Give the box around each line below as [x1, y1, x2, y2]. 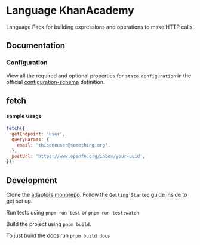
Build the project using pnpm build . [6, 221, 91, 228]
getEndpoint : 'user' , [11, 131, 66, 137]
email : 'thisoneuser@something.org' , [17, 142, 111, 148]
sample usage [6, 112, 42, 119]
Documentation [6, 41, 66, 51]
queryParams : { [11, 137, 50, 142]
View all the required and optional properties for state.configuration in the [6, 72, 192, 79]
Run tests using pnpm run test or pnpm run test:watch [6, 209, 139, 216]
